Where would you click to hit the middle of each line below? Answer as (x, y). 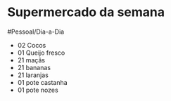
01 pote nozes (38, 90)
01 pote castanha (43, 82)
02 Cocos (32, 45)
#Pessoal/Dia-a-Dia (36, 32)
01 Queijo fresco (41, 53)
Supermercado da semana (86, 12)
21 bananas (34, 67)
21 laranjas (33, 75)
